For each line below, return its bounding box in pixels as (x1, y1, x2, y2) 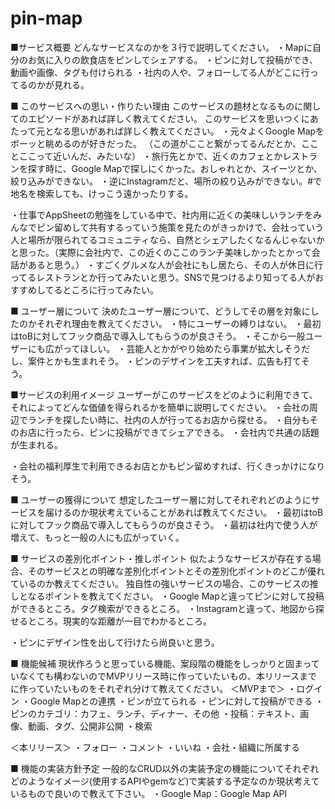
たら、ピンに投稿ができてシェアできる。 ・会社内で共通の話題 (62, 426, 320, 438)
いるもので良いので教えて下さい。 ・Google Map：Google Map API (10, 787, 288, 799)
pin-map (10, 7, 83, 30)
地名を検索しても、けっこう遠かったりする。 (10, 187, 194, 199)
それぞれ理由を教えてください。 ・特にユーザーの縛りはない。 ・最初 (36, 317, 322, 329)
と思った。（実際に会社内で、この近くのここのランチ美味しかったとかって (10, 246, 312, 258)
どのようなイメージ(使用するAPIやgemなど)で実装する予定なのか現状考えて (10, 775, 320, 787)
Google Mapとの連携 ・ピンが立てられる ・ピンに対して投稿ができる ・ (29, 695, 325, 707)
